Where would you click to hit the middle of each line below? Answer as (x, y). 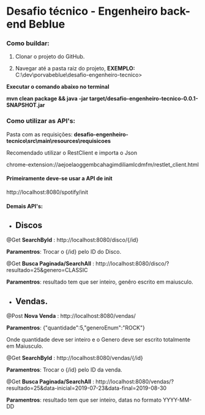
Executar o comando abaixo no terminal (58, 87)
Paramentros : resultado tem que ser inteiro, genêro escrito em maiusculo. (100, 282)
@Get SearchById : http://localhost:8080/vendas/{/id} (75, 358)
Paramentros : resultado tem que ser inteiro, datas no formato (84, 400)
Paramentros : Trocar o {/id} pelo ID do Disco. (64, 252)
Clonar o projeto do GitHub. (50, 57)
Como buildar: (28, 43)
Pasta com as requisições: (39, 134)
